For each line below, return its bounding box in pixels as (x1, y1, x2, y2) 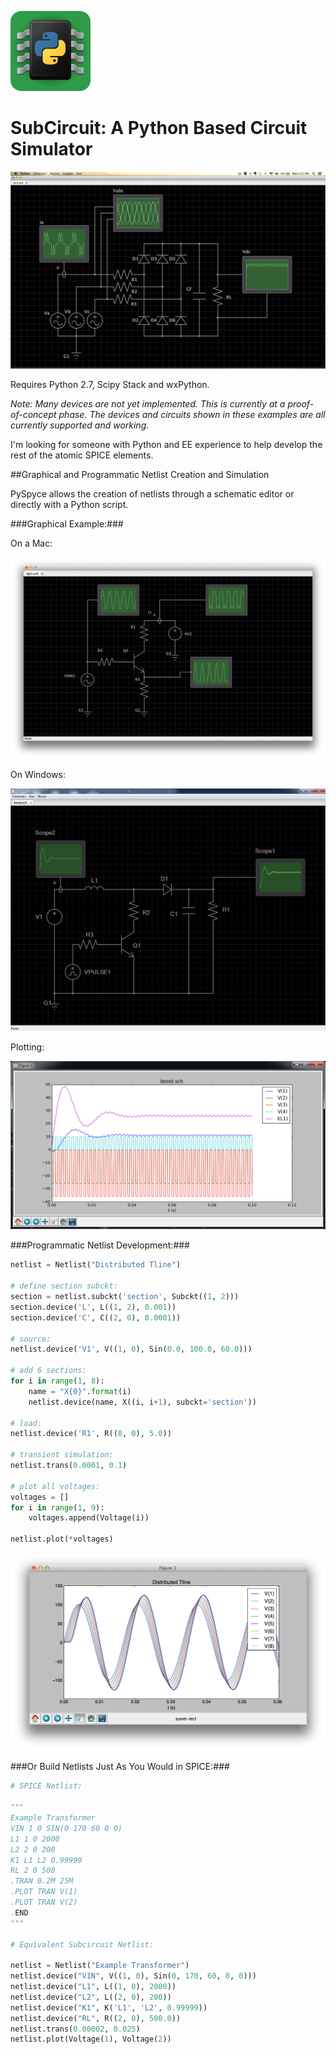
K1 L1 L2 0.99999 (10, 1855, 83, 1865)
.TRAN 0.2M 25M (10, 1876, 74, 1886)
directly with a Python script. (10, 498, 129, 510)
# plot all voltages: (10, 1481, 101, 1491)
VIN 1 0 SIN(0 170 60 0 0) (10, 1823, 123, 1833)
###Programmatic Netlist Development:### (10, 1239, 190, 1251)
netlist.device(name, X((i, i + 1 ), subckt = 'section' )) (28, 1397, 257, 1407)
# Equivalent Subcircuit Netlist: (10, 1939, 155, 1950)
